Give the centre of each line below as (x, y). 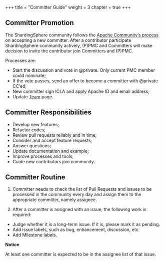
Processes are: (20, 60)
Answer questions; (32, 145)
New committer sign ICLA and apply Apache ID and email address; (81, 91)
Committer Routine (35, 177)
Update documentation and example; (50, 151)
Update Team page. (33, 96)
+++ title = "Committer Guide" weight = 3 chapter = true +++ (68, 7)
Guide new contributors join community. (53, 161)
